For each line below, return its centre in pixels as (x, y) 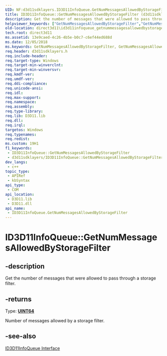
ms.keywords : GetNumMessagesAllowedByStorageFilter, (61, 47)
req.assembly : (20, 107)
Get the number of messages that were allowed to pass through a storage (81, 278)
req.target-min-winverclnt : (34, 65)
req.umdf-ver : (20, 79)
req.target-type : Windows (32, 61)
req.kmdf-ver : (20, 74)
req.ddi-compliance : (27, 83)
